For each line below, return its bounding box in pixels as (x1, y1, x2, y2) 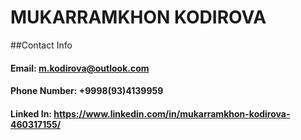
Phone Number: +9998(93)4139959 (10, 85, 164, 97)
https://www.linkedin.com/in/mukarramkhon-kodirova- (53, 107, 291, 120)
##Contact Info (10, 39, 73, 51)
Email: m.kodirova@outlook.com (10, 62, 150, 74)
